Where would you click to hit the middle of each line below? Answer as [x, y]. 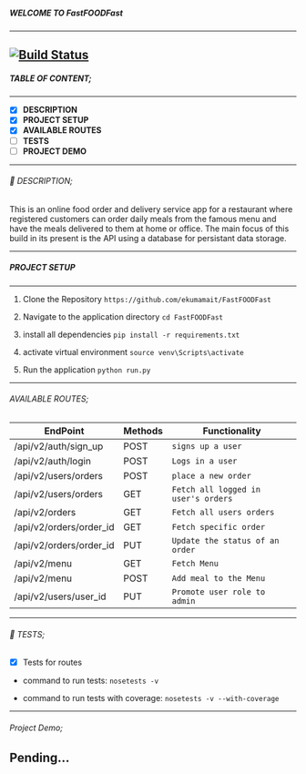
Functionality [232, 431]
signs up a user [207, 447]
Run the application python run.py [87, 370]
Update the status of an [225, 541]
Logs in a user [204, 461]
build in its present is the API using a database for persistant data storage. [148, 238]
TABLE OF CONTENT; [51, 78]
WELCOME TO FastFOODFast [66, 13]
